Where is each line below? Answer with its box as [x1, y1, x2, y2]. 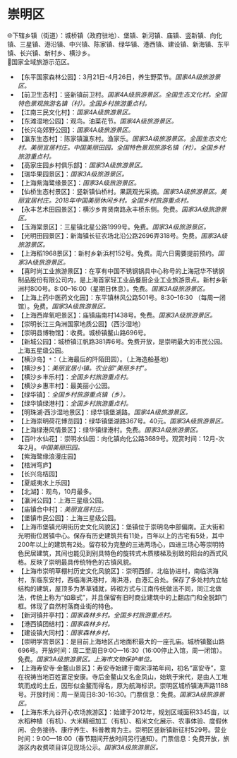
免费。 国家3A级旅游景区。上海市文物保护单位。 [17, 654, 157, 663]
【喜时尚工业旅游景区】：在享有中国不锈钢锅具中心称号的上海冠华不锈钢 [17, 266, 225, 275]
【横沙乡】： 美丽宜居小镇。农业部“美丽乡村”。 [17, 363, 151, 372]
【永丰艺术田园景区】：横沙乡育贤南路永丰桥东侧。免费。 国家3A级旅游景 [17, 205, 227, 213]
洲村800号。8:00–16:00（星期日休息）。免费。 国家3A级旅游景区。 [17, 284, 209, 293]
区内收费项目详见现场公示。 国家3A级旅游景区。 [23, 742, 162, 752]
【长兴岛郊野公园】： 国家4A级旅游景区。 [17, 125, 135, 134]
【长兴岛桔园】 [17, 469, 61, 478]
